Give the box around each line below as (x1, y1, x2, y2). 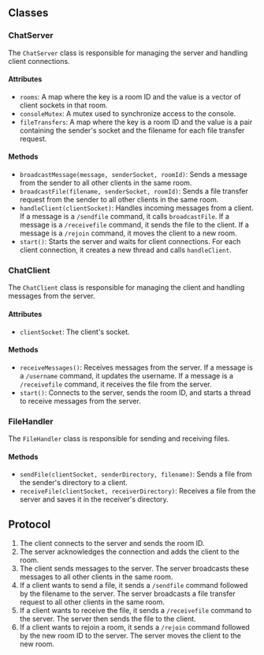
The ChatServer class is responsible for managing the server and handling (8, 47, 248, 58)
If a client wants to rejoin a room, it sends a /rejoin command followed (19, 623, 250, 632)
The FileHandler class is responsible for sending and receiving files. (8, 434, 230, 443)
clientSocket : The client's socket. (19, 327, 130, 337)
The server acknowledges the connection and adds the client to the (19, 547, 240, 556)
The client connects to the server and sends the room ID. (19, 539, 205, 548)
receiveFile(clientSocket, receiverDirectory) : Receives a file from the (19, 486, 256, 496)
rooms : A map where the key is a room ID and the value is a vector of (19, 92, 242, 101)
